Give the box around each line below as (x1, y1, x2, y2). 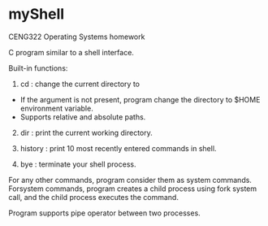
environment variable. (19, 103, 93, 113)
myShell (8, 5, 65, 24)
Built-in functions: (8, 63, 68, 73)
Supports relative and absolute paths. (19, 111, 146, 122)
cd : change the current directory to (19, 79, 140, 89)
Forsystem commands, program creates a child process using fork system (8, 184, 257, 193)
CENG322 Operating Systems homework (8, 32, 145, 41)
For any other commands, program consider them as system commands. (8, 175, 252, 185)
